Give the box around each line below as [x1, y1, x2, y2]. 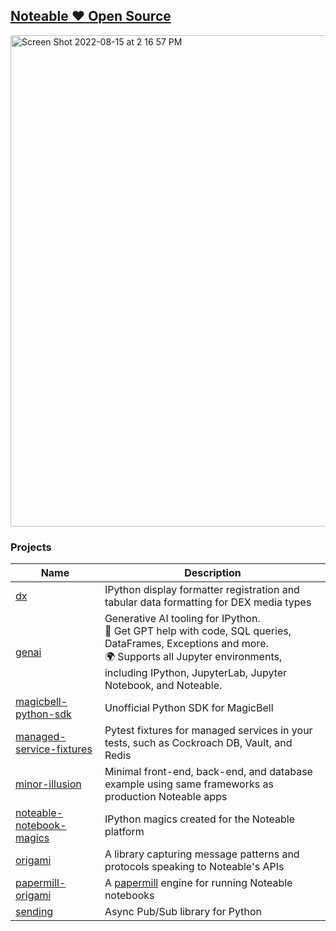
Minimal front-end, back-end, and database [104, 765, 313, 779]
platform [104, 825, 145, 839]
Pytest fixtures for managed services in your [104, 724, 313, 738]
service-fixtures [15, 742, 93, 756]
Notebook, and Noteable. [104, 679, 223, 693]
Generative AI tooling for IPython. [104, 612, 261, 626]
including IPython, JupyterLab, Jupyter [104, 666, 288, 680]
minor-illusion [15, 777, 82, 791]
